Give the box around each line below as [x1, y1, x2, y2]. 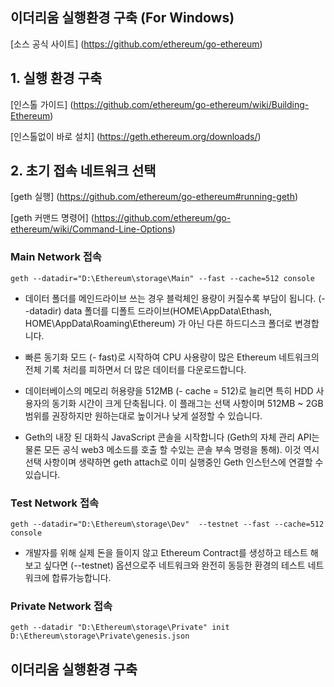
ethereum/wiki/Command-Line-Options [10, 223, 173, 235]
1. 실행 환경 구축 [10, 70, 103, 87]
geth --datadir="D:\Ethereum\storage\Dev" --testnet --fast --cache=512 [10, 519, 325, 530]
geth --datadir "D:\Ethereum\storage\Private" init [10, 623, 230, 633]
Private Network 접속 [10, 599, 113, 613]
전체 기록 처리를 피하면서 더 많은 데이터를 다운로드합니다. [24, 363, 247, 375]
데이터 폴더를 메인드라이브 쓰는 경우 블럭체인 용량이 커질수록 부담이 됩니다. [24, 292, 317, 304]
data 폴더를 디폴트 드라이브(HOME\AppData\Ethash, [63, 304, 272, 317]
